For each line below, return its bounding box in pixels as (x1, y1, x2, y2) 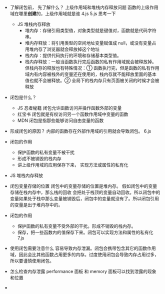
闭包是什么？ (9, 94, 36, 100)
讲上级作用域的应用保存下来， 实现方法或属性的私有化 (17, 162, 128, 167)
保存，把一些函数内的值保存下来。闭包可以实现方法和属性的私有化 (17, 229, 153, 235)
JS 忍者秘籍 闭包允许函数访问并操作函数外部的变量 (17, 105, 122, 111)
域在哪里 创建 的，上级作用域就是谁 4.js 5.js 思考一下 (9, 10, 116, 16)
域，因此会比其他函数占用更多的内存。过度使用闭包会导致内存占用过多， (9, 251, 159, 257)
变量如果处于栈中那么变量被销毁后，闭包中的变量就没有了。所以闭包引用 (9, 195, 159, 201)
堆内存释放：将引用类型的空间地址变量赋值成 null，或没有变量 (24, 40, 152, 46)
